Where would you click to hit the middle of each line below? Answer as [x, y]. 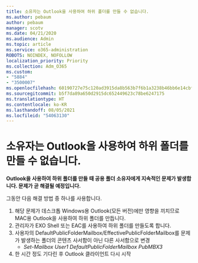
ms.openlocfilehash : [32, 88]
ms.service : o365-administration [47, 50]
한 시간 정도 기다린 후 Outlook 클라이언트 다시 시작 [73, 254]
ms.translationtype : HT [35, 99]
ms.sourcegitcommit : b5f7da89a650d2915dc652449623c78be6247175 [85, 94]
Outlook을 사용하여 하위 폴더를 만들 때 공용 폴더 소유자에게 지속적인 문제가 [91, 179]
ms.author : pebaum [29, 17]
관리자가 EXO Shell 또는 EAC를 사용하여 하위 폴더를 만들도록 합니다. [93, 226]
